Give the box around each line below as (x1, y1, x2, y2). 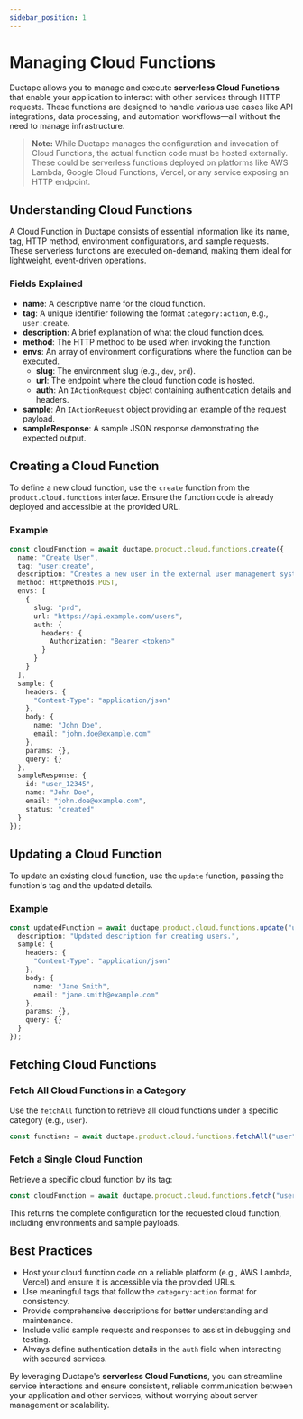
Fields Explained (9, 277, 83, 290)
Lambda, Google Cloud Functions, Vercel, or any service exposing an (31, 166, 289, 177)
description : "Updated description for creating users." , (17, 932, 241, 941)
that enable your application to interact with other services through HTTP (9, 91, 281, 102)
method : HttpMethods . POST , (17, 579, 119, 588)
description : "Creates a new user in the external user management (17, 570, 277, 579)
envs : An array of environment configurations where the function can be (22, 346, 293, 357)
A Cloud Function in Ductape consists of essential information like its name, (9, 227, 290, 237)
